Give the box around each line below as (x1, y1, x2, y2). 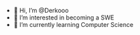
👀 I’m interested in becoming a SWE (13, 13, 115, 22)
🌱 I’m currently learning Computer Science (13, 21, 134, 28)
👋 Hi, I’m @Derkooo (13, 7, 69, 14)
